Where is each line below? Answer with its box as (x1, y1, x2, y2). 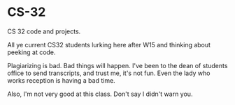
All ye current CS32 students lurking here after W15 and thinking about (7, 40, 211, 49)
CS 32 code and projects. (7, 27, 81, 35)
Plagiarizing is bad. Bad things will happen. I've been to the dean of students (7, 61, 228, 70)
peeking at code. (7, 48, 56, 56)
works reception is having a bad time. (7, 76, 115, 84)
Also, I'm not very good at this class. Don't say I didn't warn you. (7, 90, 193, 98)
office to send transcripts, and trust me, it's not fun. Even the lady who (7, 69, 211, 77)
